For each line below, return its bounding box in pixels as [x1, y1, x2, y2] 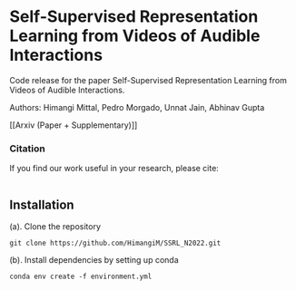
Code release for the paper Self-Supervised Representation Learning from [9, 74, 288, 85]
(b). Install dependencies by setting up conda [9, 255, 179, 266]
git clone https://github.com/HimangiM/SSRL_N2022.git [9, 238, 222, 248]
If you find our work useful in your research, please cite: [9, 163, 220, 174]
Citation [9, 142, 45, 155]
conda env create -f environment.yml [9, 272, 153, 282]
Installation [9, 197, 74, 212]
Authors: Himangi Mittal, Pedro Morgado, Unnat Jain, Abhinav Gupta [9, 101, 265, 112]
